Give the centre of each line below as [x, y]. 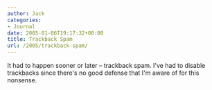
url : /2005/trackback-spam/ [48, 46]
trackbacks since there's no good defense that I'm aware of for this [103, 73]
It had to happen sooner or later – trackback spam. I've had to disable [106, 65]
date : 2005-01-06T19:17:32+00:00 [55, 33]
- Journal [21, 26]
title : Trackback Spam [40, 39]
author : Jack [26, 13]
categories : [24, 20]
